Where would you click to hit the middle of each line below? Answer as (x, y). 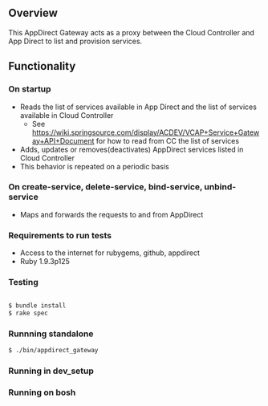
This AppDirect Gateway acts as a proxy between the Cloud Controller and (132, 32)
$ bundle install (37, 306)
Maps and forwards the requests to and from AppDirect (112, 214)
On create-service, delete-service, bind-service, (106, 187)
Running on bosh (42, 392)
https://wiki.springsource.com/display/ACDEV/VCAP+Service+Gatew (146, 132)
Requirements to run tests (60, 235)
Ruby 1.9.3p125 (45, 262)
